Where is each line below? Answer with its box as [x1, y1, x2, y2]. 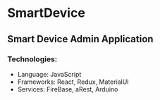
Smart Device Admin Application [7, 33, 154, 45]
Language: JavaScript [17, 70, 82, 78]
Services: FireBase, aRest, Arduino [17, 85, 118, 93]
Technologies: [7, 54, 58, 64]
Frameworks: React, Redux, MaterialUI [17, 77, 129, 86]
